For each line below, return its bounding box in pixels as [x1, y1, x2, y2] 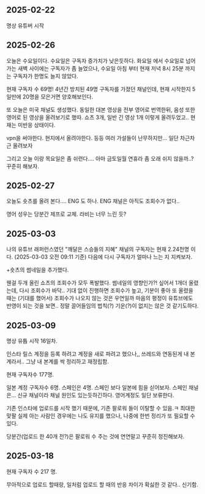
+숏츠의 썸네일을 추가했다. [6, 266, 69, 274]
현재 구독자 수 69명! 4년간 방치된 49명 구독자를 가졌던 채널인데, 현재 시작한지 [6, 85, 191, 92]
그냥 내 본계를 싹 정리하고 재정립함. [25, 358, 109, 366]
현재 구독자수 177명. [6, 371, 54, 378]
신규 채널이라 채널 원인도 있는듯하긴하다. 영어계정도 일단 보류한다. [17, 391, 174, 399]
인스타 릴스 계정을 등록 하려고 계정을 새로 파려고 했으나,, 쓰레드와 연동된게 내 [6, 350, 189, 358]
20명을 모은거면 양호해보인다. [22, 93, 94, 100]
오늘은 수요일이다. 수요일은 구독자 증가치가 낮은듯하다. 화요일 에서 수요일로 [6, 57, 185, 64]
